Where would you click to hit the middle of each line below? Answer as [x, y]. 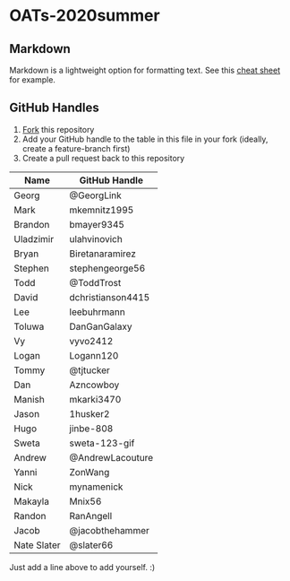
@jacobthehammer [109, 530]
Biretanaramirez [103, 254]
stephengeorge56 [107, 268]
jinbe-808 [91, 429]
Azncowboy [94, 385]
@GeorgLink [96, 195]
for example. [33, 80]
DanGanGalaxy [101, 326]
